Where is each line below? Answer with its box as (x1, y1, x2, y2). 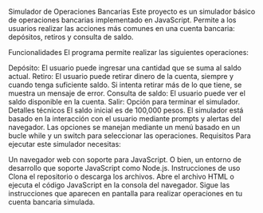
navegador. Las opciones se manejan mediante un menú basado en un (8, 123, 241, 132)
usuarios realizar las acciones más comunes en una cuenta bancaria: (8, 24, 235, 33)
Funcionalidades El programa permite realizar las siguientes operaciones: (8, 48, 249, 57)
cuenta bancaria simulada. (8, 197, 96, 207)
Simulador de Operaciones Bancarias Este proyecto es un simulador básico (8, 7, 256, 16)
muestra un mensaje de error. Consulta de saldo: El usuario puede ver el (8, 89, 245, 98)
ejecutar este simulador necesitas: (8, 140, 121, 148)
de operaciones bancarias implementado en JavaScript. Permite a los (8, 15, 237, 25)
